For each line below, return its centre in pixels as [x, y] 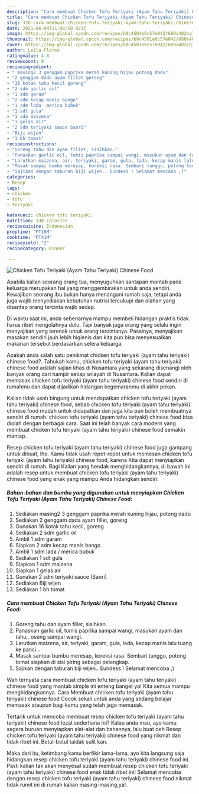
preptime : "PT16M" [29, 232]
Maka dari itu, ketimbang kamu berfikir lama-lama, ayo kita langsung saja [96, 753]
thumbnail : [20, 39]
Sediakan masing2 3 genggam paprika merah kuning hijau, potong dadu [103, 514]
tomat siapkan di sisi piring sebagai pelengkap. [72, 662]
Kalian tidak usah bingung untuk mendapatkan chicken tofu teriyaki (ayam [97, 398]
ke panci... [28, 649]
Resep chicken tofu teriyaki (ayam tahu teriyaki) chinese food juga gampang [99, 448]
